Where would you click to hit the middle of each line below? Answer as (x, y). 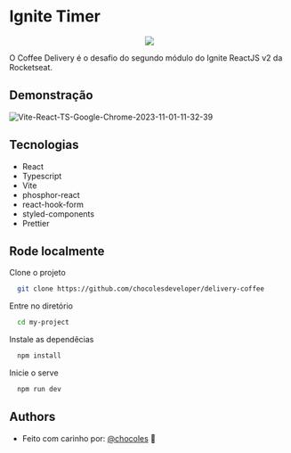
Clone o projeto (38, 273)
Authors (32, 417)
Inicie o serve (34, 373)
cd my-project (43, 323)
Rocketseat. (31, 67)
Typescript (42, 176)
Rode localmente (57, 251)
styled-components (58, 214)
